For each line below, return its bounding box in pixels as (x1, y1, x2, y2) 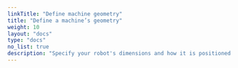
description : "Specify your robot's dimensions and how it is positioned (7, 50, 232, 57)
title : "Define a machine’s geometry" (7, 17, 123, 24)
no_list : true (7, 43, 50, 50)
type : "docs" (7, 37, 46, 44)
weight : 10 (7, 23, 40, 30)
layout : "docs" (7, 30, 53, 38)
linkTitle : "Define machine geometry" (7, 10, 123, 18)
